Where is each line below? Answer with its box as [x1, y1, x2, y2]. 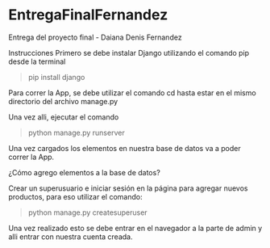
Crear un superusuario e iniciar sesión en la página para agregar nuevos [8, 183, 248, 193]
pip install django [27, 72, 85, 82]
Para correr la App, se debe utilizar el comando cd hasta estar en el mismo [8, 87, 256, 98]
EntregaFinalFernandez [8, 6, 168, 24]
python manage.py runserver [27, 128, 125, 137]
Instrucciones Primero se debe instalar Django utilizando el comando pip [8, 48, 250, 57]
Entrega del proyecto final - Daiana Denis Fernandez [8, 32, 183, 42]
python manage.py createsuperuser [27, 208, 147, 217]
